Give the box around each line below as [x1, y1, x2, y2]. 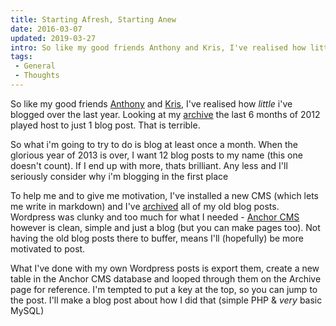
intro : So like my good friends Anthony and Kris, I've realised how [10, 42, 307, 53]
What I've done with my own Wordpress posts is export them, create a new [10, 262, 320, 274]
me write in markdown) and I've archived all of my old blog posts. [10, 200, 280, 212]
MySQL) [10, 304, 45, 316]
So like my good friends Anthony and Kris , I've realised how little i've [10, 97, 293, 110]
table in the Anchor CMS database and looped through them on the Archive [10, 272, 322, 285]
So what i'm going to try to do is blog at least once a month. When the [10, 138, 298, 150]
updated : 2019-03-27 [10, 33, 97, 43]
